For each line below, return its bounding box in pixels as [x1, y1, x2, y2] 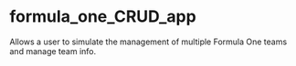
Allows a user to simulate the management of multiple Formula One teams [9, 36, 288, 47]
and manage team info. [9, 45, 97, 56]
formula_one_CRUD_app [9, 6, 196, 27]
